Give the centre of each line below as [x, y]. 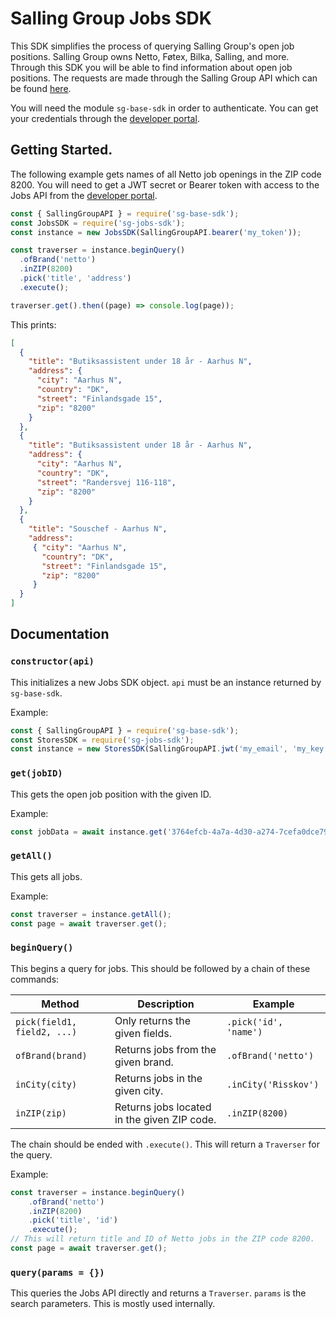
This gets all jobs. [46, 876]
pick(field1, [46, 1021]
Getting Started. [61, 150]
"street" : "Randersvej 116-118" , [106, 482]
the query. [31, 1154]
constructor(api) [52, 661]
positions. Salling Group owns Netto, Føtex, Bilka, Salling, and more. [150, 56]
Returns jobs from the [165, 1049]
